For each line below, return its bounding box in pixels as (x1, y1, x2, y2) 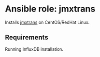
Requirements (5, 33, 48, 42)
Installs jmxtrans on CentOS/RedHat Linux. (5, 19, 90, 25)
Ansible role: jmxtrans (5, 3, 96, 14)
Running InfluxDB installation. (5, 46, 64, 52)
